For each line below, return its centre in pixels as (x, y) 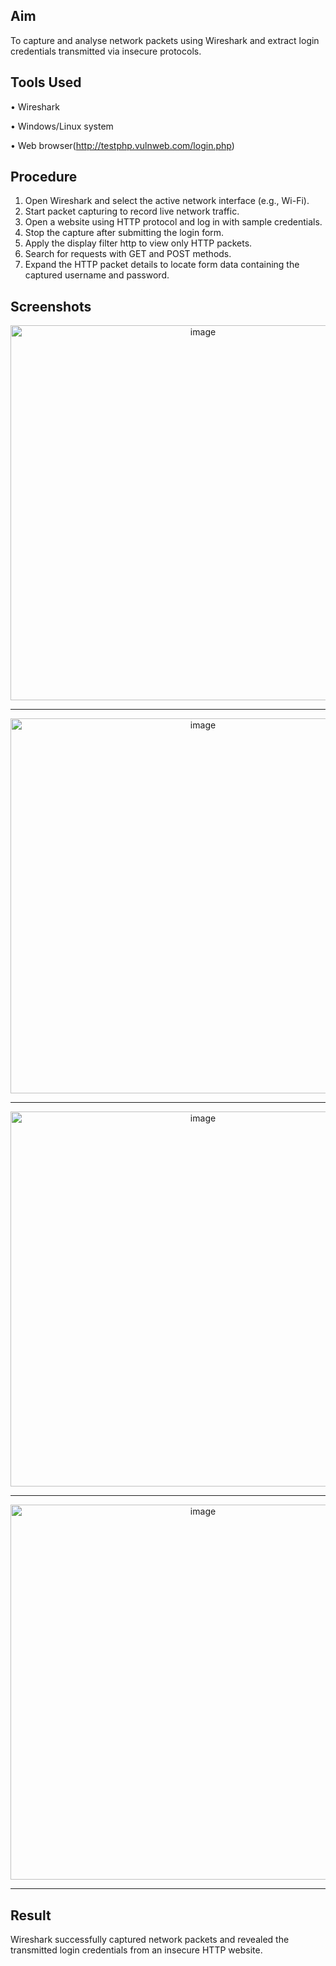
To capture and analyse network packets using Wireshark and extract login (165, 40)
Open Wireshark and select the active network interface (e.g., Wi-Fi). (167, 201)
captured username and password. (97, 275)
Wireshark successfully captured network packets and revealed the (150, 1940)
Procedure (44, 177)
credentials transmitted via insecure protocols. (106, 51)
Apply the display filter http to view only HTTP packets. (138, 243)
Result (31, 1915)
